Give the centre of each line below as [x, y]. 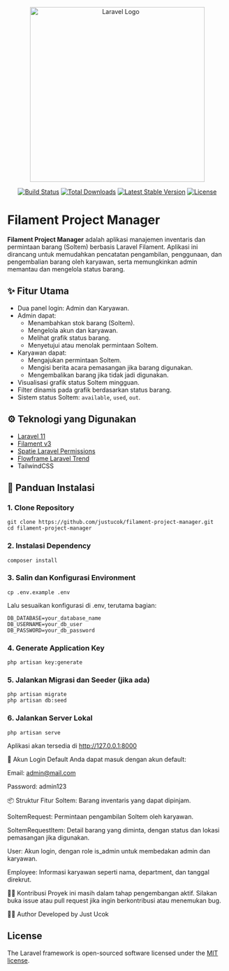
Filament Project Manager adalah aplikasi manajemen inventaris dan [106, 239]
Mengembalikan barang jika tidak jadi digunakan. [98, 375]
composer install [32, 560]
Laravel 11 [31, 436]
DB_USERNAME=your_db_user [45, 624]
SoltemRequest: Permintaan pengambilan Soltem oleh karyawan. [101, 816]
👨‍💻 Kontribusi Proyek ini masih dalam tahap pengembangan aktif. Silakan [112, 893]
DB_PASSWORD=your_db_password [51, 630]
